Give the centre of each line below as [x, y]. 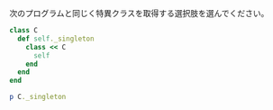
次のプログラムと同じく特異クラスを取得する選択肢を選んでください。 [139, 13]
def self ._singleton [56, 39]
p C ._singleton [38, 97]
